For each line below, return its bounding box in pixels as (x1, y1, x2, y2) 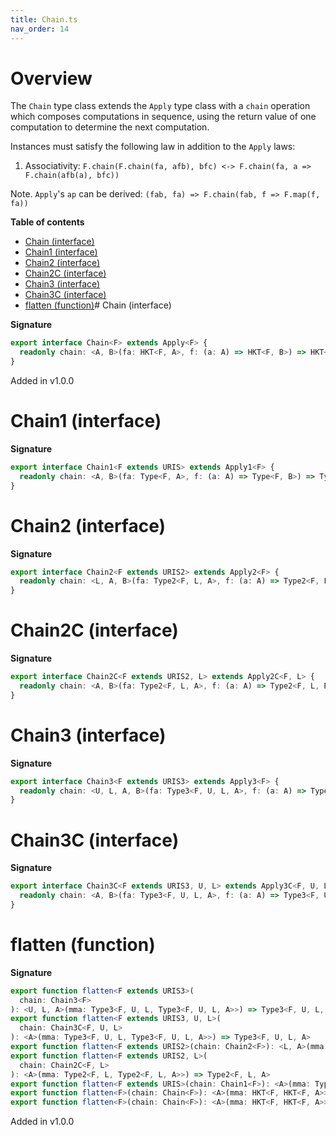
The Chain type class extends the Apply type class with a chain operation (10, 100, 311, 112)
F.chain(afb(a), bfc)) (24, 171, 120, 181)
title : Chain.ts (10, 14, 78, 25)
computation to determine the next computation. (10, 121, 210, 133)
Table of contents (10, 216, 85, 228)
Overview (10, 67, 93, 90)
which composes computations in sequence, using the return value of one (10, 111, 317, 123)
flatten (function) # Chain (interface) (24, 299, 172, 311)
